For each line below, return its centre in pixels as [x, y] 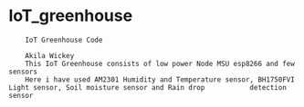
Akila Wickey [50, 55]
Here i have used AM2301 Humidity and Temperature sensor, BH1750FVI [160, 79]
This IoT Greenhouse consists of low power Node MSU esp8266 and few [160, 63]
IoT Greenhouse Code [64, 40]
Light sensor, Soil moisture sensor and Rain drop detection [147, 87]
